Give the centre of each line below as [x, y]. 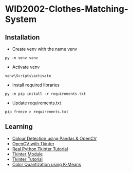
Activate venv [26, 67]
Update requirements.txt [37, 103]
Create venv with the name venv [45, 49]
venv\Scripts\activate [28, 76]
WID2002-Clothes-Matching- [66, 9]
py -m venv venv [21, 58]
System [21, 19]
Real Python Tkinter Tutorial [40, 149]
